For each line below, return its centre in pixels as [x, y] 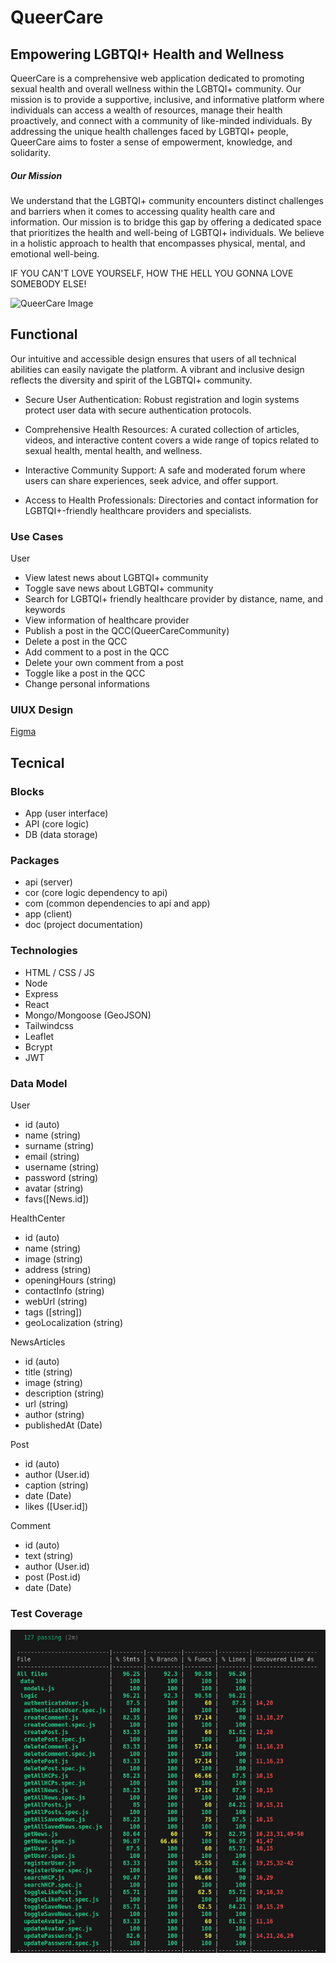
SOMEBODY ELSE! [48, 283]
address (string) [58, 1269]
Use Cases [37, 536]
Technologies [44, 951]
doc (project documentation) [84, 925]
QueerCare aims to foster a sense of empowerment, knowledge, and [151, 142]
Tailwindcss [49, 1025]
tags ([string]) [53, 1312]
